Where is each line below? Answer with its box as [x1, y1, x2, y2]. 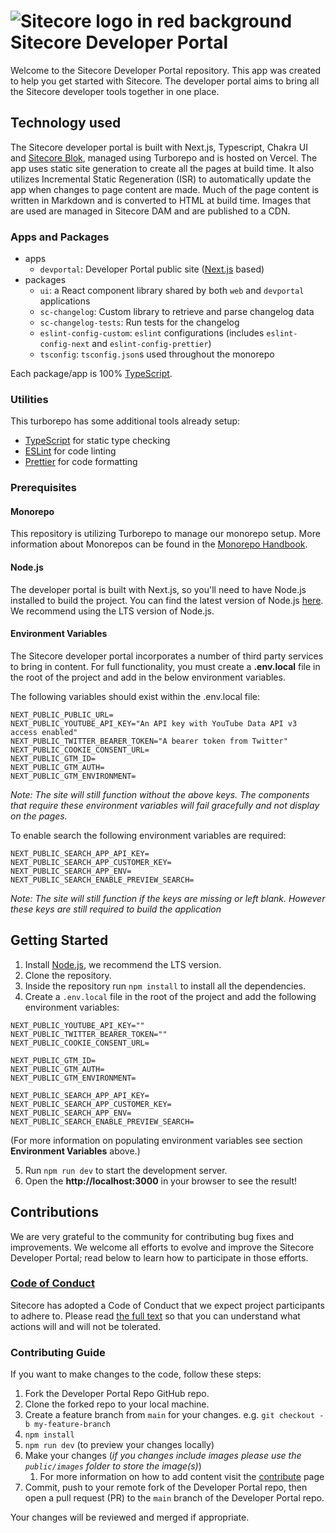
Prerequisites [10, 481, 77, 495]
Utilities [10, 392, 49, 406]
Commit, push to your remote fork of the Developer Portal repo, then [24, 1481, 308, 1494]
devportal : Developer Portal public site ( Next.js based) [39, 263, 265, 275]
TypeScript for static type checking [24, 435, 171, 447]
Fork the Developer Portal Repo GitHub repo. [24, 1388, 210, 1400]
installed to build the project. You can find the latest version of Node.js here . [10, 594, 324, 606]
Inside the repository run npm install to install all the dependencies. [24, 980, 307, 992]
